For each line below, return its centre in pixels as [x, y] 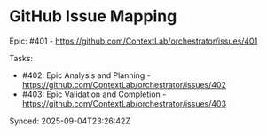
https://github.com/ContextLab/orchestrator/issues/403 [124, 103]
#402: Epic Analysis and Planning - [86, 75]
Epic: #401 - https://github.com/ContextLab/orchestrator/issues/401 [133, 41]
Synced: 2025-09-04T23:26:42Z [70, 121]
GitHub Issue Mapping [93, 16]
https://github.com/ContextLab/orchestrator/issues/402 [124, 84]
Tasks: [21, 58]
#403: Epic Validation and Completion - [94, 94]
